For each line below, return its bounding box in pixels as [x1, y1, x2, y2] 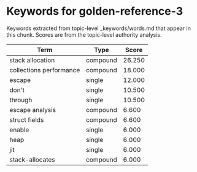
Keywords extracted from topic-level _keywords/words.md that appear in [6, 24, 191, 32]
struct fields [9, 115, 44, 124]
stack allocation [9, 56, 55, 64]
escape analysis [9, 105, 56, 114]
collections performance [9, 65, 80, 74]
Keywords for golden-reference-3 [6, 4, 183, 18]
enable [9, 125, 29, 134]
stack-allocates [9, 155, 55, 163]
